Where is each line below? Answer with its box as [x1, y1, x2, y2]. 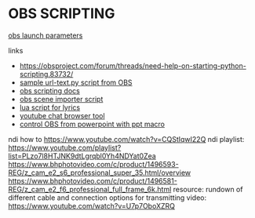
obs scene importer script [19, 94, 104, 104]
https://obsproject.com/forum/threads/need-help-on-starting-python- [19, 60, 247, 71]
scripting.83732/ [19, 69, 74, 78]
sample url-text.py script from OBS [19, 78, 133, 87]
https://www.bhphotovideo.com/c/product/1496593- [8, 159, 179, 169]
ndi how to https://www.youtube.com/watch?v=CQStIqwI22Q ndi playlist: [8, 134, 245, 144]
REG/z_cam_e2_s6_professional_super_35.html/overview [8, 168, 191, 177]
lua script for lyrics [19, 103, 81, 112]
